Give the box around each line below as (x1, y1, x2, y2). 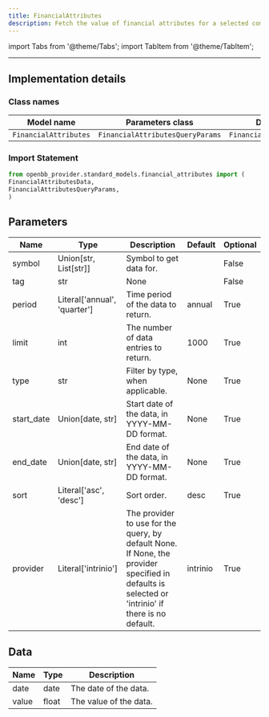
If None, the (126, 548, 171, 559)
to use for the (126, 517, 177, 528)
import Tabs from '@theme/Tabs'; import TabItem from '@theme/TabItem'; (8, 41, 255, 51)
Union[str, (57, 252, 96, 263)
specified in (126, 568, 171, 579)
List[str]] (57, 263, 90, 274)
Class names (8, 96, 60, 107)
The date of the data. (70, 682, 150, 694)
